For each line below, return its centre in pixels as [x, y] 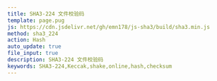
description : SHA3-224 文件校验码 [55, 60]
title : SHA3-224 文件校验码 [46, 14]
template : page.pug [36, 20]
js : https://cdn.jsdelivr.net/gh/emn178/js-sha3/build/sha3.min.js [109, 27]
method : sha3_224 [33, 33]
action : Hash [27, 40]
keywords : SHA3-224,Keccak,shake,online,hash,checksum [90, 66]
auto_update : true [34, 46]
